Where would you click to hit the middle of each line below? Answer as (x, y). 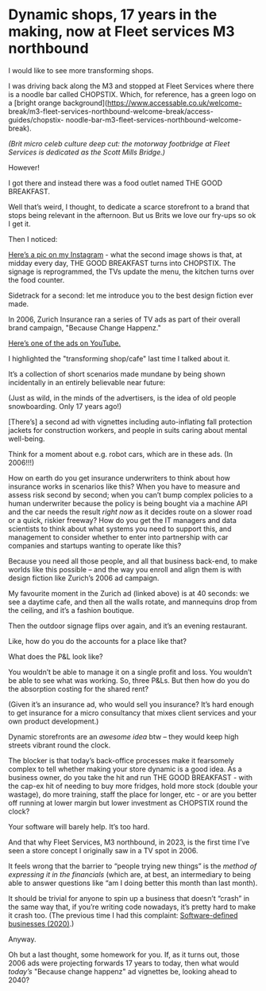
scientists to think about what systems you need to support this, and (120, 529)
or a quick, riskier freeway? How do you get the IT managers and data (122, 520)
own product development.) (54, 721)
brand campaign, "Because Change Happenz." (85, 327)
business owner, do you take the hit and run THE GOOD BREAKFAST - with (130, 777)
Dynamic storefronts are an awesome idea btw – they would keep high (124, 736)
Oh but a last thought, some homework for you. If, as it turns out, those (124, 954)
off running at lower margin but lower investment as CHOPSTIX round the (128, 802)
